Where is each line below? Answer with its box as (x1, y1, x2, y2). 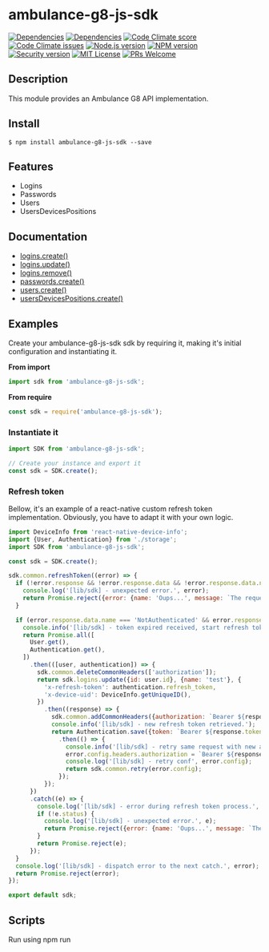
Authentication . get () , (29, 646, 106, 654)
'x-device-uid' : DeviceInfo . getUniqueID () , (43, 691, 192, 699)
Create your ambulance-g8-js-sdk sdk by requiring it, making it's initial (8, 338, 242, 348)
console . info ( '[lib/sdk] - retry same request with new (65, 743, 256, 751)
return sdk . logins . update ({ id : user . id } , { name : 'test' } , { (37, 676, 242, 684)
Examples (8, 317, 58, 330)
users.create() (19, 285, 67, 295)
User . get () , (29, 639, 70, 647)
